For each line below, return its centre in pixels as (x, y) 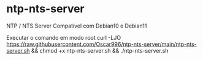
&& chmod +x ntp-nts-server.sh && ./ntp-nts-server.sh (100, 50)
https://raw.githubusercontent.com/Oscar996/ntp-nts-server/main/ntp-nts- (102, 44)
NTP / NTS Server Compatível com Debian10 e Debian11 (77, 26)
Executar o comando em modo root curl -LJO (64, 37)
